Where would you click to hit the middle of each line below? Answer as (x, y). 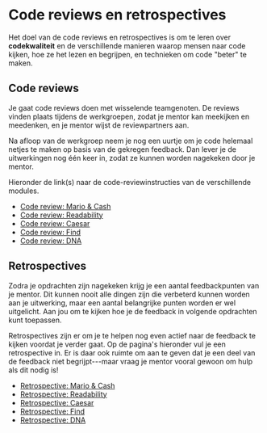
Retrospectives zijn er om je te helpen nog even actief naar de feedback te (132, 335)
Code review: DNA (51, 241)
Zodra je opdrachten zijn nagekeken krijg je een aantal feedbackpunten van (134, 285)
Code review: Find (50, 232)
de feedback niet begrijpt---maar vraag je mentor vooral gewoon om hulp (131, 361)
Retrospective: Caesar (57, 402)
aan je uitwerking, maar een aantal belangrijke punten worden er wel (122, 303)
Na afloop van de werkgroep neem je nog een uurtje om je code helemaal (131, 141)
